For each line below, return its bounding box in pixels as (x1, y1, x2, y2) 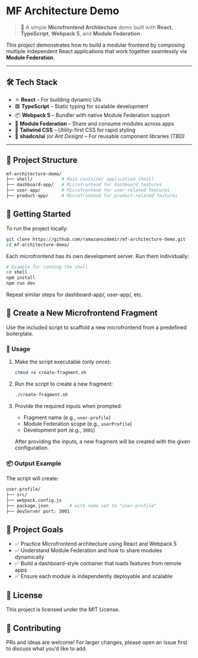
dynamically (14, 553, 44, 561)
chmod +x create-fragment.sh (14, 370, 87, 376)
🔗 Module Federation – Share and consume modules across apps (14, 120, 174, 127)
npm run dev (6, 281, 35, 286)
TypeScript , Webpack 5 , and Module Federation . (20, 30, 142, 37)
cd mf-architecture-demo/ (6, 242, 70, 247)
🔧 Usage (6, 344, 31, 353)
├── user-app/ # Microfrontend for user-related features (6, 187, 170, 193)
